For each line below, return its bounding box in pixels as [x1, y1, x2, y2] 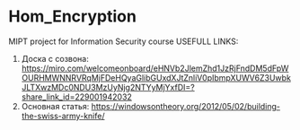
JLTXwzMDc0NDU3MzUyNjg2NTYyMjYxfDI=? [21, 82, 195, 92]
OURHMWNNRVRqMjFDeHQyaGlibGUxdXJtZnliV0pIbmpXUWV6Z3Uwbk [21, 72, 291, 82]
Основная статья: [21, 100, 90, 111]
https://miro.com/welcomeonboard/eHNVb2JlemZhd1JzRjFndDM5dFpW [21, 63, 289, 74]
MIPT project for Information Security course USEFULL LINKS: [8, 36, 239, 47]
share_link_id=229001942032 [21, 91, 132, 102]
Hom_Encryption [8, 6, 137, 27]
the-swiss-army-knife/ [21, 110, 105, 121]
